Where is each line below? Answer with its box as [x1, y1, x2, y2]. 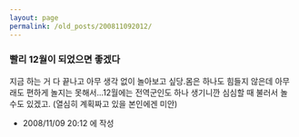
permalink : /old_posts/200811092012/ [9, 22, 153, 31]
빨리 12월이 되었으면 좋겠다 [9, 54, 121, 66]
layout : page [9, 13, 59, 23]
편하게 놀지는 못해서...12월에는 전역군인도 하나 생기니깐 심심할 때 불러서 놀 [25, 87, 288, 98]
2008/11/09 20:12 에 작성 [22, 117, 115, 128]
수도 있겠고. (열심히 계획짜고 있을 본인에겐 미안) [9, 98, 178, 109]
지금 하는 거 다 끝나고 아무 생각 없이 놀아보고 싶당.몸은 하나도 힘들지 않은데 [9, 75, 274, 86]
